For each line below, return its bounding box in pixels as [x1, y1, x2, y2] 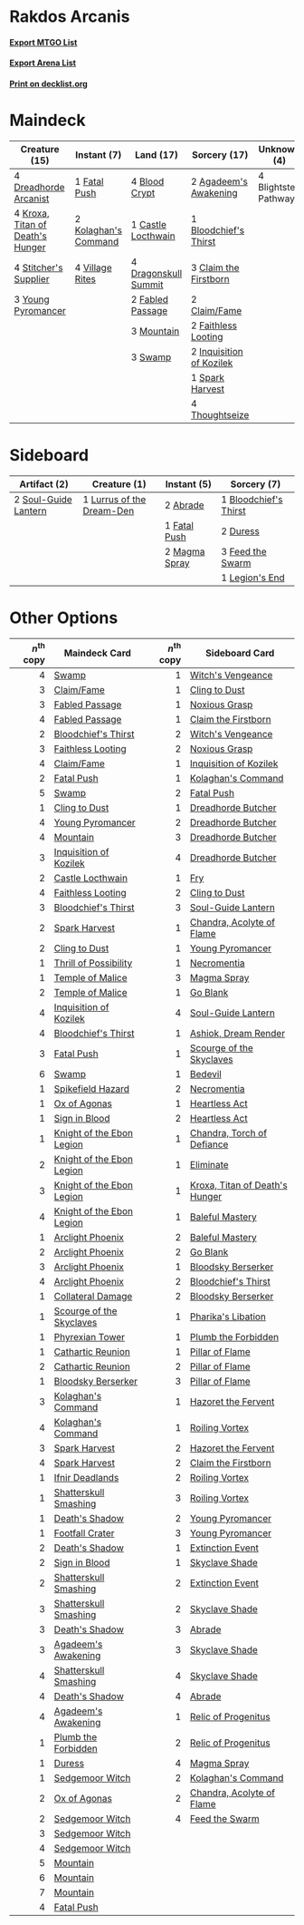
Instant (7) [75, 148, 122, 160]
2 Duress [221, 524, 260, 537]
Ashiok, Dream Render [189, 1027, 286, 1040]
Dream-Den [82, 504, 135, 517]
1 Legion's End [221, 571, 285, 584]
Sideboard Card [204, 647, 275, 659]
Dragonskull [130, 267, 183, 279]
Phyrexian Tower [53, 1331, 125, 1344]
